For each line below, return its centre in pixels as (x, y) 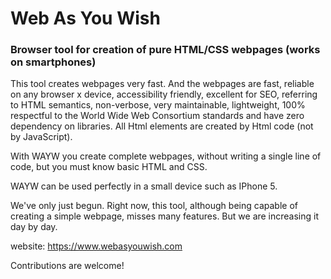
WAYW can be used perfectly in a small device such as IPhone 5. (144, 186)
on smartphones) (53, 62)
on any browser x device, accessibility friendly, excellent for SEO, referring (164, 94)
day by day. (34, 227)
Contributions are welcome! (67, 266)
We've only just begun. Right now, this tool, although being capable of (154, 206)
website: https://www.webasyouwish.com (96, 246)
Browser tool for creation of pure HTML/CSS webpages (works (165, 50)
